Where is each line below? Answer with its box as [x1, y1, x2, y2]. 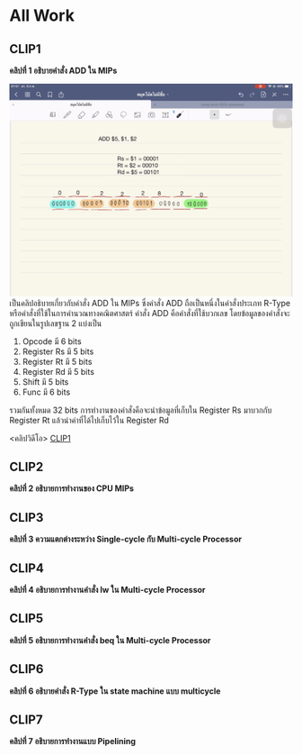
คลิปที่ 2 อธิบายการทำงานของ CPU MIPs [9, 483, 135, 494]
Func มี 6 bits [22, 387, 71, 397]
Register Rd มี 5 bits [22, 366, 94, 377]
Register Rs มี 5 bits [22, 346, 94, 357]
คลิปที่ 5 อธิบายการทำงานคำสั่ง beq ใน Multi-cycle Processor [9, 634, 211, 645]
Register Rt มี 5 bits [22, 356, 93, 367]
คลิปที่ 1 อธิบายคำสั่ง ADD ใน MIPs [9, 65, 118, 76]
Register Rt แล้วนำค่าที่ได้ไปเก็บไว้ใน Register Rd [9, 414, 169, 425]
